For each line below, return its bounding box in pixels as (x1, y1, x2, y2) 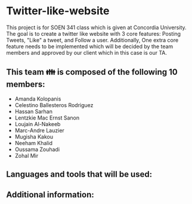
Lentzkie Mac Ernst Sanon (14, 114, 79, 121)
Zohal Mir (14, 152, 39, 159)
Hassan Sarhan (14, 108, 52, 115)
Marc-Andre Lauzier (14, 127, 64, 134)
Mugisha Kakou (14, 133, 54, 140)
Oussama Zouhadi (14, 146, 60, 153)
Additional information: (6, 189, 94, 200)
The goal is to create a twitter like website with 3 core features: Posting (6, 30, 181, 37)
